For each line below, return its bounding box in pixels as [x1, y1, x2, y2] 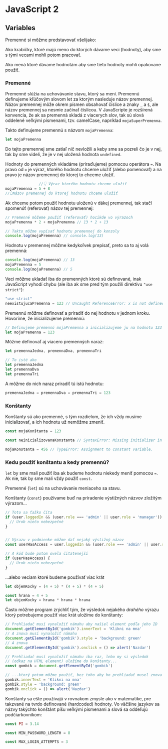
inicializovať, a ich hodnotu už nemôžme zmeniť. [5, 419, 105, 425]
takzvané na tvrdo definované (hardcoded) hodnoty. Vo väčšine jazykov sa [5, 701, 160, 707]
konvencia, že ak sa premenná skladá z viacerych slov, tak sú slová [5, 112, 144, 118]
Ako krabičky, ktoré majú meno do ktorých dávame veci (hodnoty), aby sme [5, 47, 161, 52]
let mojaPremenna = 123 [5, 330, 55, 335]
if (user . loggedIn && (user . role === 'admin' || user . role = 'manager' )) [5, 515, 162, 520]
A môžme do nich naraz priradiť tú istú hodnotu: [5, 381, 104, 387]
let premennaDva [5, 367, 39, 372]
